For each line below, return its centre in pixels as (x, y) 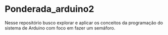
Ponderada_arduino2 (49, 9)
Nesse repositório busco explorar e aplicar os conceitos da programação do (84, 23)
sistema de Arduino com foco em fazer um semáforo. (60, 28)
